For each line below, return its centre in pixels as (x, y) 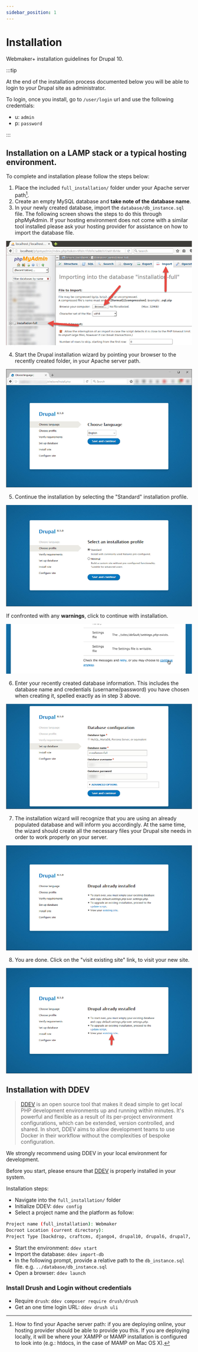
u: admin (24, 117)
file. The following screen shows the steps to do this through (88, 214)
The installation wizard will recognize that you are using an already (95, 818)
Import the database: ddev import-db (59, 1254)
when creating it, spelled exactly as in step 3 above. (77, 695)
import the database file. (44, 233)
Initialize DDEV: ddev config (48, 1206)
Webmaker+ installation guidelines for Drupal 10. (65, 58)
